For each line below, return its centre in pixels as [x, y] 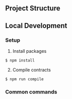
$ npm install [20, 60]
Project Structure [33, 8]
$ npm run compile [24, 79]
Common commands [31, 92]
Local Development [36, 26]
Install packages [29, 51]
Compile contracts [32, 70]
